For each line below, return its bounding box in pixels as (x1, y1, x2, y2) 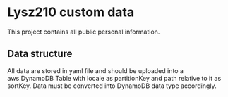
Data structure (7, 48, 73, 60)
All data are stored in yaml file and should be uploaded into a (7, 66, 184, 75)
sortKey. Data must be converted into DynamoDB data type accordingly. (7, 82, 217, 90)
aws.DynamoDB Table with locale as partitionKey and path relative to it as (7, 74, 222, 82)
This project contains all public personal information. (7, 27, 160, 36)
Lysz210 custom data (7, 4, 135, 20)
